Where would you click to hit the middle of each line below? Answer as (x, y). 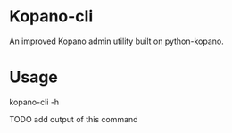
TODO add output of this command (74, 119)
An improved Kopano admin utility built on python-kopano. (117, 41)
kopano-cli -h (34, 102)
